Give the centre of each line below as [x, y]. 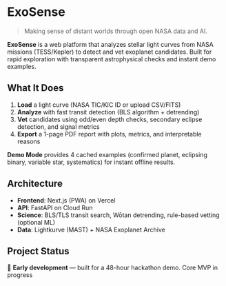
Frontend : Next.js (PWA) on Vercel [66, 200]
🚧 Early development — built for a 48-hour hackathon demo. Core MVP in [113, 268]
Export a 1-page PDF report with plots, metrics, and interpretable [109, 134]
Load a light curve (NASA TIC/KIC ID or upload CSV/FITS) [99, 105]
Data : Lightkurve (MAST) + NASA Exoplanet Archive [91, 229]
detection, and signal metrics [58, 126]
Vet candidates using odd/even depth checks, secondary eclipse [110, 119]
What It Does [35, 88]
